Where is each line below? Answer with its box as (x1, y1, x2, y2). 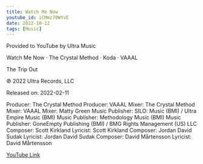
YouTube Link (6, 151, 41, 159)
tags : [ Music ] (6, 25, 42, 32)
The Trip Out (6, 66, 38, 73)
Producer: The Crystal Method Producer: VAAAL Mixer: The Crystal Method (6, 101, 195, 108)
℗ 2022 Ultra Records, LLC (6, 77, 75, 85)
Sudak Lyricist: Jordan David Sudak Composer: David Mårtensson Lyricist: (6, 133, 192, 140)
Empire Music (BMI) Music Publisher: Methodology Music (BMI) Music (6, 114, 181, 121)
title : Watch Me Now (6, 8, 59, 15)
